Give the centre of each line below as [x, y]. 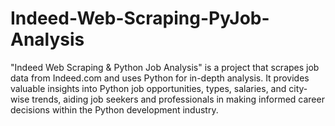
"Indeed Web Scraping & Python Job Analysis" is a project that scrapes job [165, 67]
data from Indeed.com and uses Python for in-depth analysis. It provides [160, 78]
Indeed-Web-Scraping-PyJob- [140, 18]
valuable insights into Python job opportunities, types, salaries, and [148, 88]
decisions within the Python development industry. [114, 109]
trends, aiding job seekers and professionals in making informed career [178, 99]
